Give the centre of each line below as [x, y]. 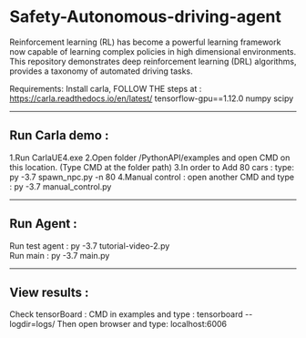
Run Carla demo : [59, 135]
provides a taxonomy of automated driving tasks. [101, 71]
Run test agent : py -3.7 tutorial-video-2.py [90, 246]
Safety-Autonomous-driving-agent [146, 17]
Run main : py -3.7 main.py [60, 255]
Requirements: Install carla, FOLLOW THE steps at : [106, 88]
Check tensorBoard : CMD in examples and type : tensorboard [126, 314]
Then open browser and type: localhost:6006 [142, 324]
